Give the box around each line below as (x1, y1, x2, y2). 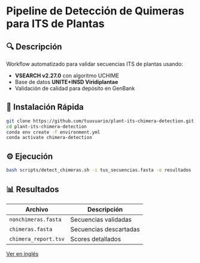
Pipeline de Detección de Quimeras (6, 4, 184, 18)
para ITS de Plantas (6, 17, 105, 31)
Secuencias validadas (70, 215, 132, 223)
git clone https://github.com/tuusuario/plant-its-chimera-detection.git (6, 118, 195, 124)
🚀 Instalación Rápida (6, 102, 84, 112)
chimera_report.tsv (9, 235, 65, 242)
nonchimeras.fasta (9, 216, 62, 223)
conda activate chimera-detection (6, 135, 93, 141)
